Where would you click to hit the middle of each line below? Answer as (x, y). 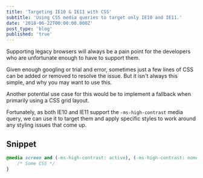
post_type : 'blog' (29, 29)
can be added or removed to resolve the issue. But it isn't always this (92, 76)
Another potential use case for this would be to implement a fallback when (99, 94)
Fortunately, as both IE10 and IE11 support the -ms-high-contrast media (95, 112)
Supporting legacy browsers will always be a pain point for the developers (98, 51)
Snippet (21, 144)
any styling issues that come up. (47, 125)
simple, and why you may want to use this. (59, 83)
